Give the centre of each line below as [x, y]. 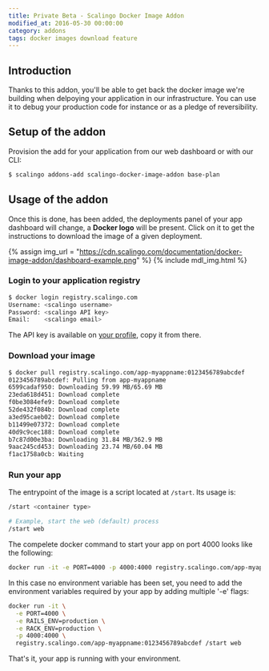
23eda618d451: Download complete [64, 395]
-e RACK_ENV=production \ [59, 629]
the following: [31, 553]
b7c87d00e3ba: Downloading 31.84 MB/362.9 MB [85, 439]
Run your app [35, 475]
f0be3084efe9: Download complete [64, 402]
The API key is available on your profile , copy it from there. [105, 335]
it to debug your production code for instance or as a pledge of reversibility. [133, 107]
